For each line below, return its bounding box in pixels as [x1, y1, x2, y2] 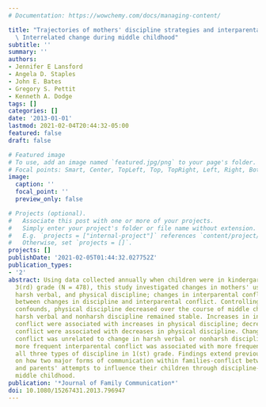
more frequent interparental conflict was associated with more [15, 342, 232, 350]
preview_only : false [15, 195, 83, 203]
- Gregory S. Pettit [8, 85, 77, 93]
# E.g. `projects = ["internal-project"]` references [8, 232, 196, 240]
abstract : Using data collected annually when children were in [8, 275, 225, 284]
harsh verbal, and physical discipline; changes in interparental [15, 290, 239, 298]
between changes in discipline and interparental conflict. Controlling [15, 298, 260, 306]
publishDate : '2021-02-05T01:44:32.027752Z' [8, 254, 158, 262]
